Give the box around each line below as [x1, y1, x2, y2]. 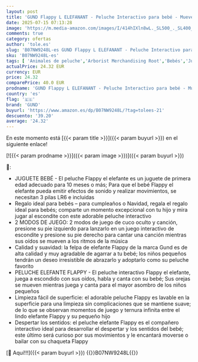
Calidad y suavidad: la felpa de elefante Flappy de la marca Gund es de [14, 244, 187, 251]
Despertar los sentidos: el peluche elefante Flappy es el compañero [14, 319, 179, 326]
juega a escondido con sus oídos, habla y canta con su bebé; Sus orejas [14, 275, 190, 282]
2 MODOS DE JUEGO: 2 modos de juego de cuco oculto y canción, [14, 219, 178, 226]
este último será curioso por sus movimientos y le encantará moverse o [14, 331, 189, 339]
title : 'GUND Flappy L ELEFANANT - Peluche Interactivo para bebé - [6, 14, 178, 20]
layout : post [6, 8, 38, 15]
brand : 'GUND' [6, 101, 41, 108]
